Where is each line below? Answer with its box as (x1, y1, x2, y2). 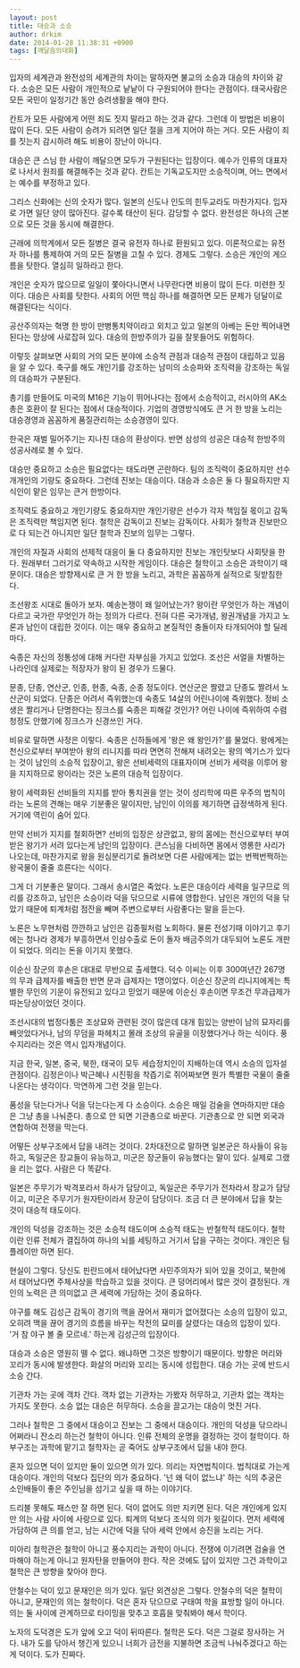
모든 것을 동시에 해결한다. (25, 218, 114, 229)
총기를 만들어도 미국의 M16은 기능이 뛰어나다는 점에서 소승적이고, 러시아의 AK (9, 392, 280, 403)
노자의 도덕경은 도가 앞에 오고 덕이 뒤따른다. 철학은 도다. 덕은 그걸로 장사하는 (9, 1627, 276, 1638)
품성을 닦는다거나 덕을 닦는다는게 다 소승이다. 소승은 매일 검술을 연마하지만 (9, 1099, 270, 1110)
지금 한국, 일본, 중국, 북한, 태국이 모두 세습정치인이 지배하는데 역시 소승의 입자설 (9, 1058, 287, 1069)
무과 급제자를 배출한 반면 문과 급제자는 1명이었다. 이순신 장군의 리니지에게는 (18, 975, 282, 986)
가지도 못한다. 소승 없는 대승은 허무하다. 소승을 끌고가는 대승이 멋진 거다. (9, 1400, 262, 1411)
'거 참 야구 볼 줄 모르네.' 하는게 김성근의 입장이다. (9, 1329, 180, 1339)
